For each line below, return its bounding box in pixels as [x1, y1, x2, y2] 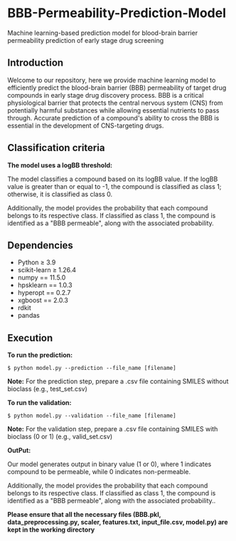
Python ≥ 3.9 [17, 258, 56, 267]
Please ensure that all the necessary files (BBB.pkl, [7, 510, 161, 519]
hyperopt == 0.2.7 [17, 289, 71, 297]
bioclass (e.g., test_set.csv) [7, 385, 87, 393]
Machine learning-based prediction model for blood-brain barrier [7, 29, 198, 37]
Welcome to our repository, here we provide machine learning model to [7, 76, 216, 84]
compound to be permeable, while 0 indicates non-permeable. [7, 468, 191, 476]
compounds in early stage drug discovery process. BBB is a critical [7, 91, 204, 99]
